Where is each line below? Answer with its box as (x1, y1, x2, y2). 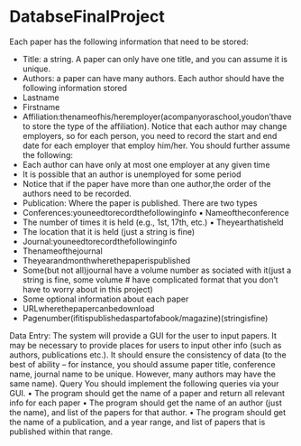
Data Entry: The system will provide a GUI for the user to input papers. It (9, 330, 278, 340)
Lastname (22, 92, 60, 103)
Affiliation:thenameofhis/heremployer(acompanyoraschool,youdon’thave (22, 111, 292, 122)
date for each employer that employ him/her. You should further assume (22, 140, 291, 151)
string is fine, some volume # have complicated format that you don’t (22, 274, 278, 285)
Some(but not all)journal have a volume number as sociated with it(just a (22, 265, 292, 275)
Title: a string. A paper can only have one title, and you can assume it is (22, 53, 288, 64)
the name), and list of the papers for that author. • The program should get (9, 406, 287, 417)
